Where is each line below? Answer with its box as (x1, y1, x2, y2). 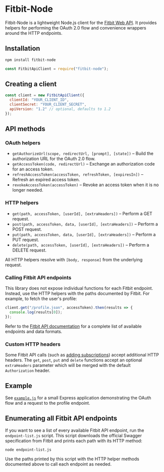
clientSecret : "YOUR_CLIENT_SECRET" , (9, 102, 87, 107)
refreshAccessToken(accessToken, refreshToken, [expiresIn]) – (12, 171, 143, 177)
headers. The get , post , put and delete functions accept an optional (5, 357, 142, 363)
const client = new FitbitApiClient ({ (5, 93, 84, 98)
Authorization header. (5, 367, 51, 373)
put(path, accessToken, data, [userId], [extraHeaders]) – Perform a (12, 231, 156, 237)
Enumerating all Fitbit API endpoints (5, 414, 117, 423)
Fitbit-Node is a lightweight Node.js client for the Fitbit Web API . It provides (5, 20, 157, 26)
